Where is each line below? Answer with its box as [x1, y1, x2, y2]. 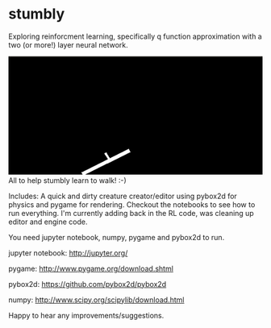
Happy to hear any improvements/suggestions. [8, 310, 165, 320]
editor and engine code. [8, 217, 88, 226]
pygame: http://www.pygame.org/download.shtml [8, 264, 173, 273]
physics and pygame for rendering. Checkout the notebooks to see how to [8, 199, 256, 210]
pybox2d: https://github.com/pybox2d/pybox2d [8, 279, 167, 289]
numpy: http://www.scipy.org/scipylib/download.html [8, 295, 185, 305]
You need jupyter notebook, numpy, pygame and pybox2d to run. [8, 232, 225, 242]
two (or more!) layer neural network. [8, 39, 129, 49]
